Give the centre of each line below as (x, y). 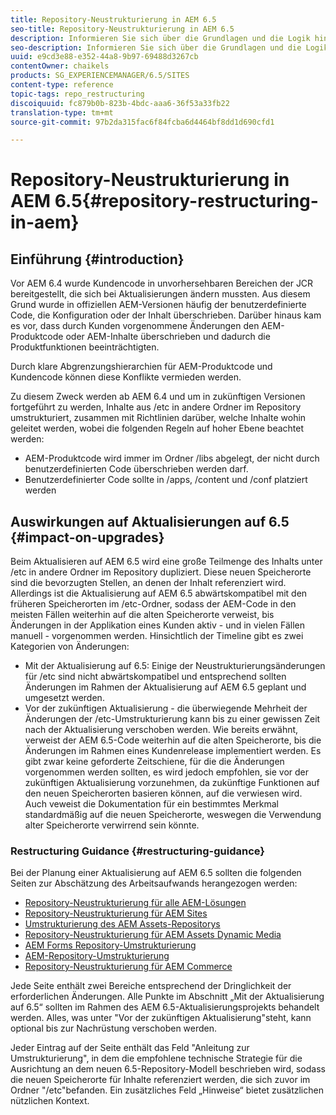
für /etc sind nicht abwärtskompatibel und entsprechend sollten (155, 677)
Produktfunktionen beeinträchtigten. (85, 347)
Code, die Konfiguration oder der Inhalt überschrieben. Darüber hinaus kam (166, 315)
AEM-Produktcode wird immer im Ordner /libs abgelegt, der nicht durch (172, 458)
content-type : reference (62, 85)
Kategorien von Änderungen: (70, 647)
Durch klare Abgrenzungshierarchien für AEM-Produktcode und (141, 367)
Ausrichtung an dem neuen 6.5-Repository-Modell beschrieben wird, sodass (168, 1069)
